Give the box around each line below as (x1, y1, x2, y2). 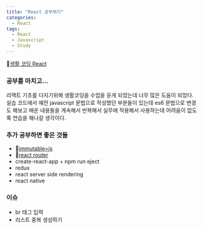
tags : (6, 25, 20, 32)
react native (15, 177, 45, 185)
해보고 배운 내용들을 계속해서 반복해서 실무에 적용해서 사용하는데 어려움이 (12, 107, 186, 114)
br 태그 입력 (15, 208, 44, 216)
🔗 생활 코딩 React (6, 60, 47, 67)
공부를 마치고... (6, 76, 48, 85)
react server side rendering (15, 171, 84, 178)
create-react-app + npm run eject (15, 158, 100, 165)
